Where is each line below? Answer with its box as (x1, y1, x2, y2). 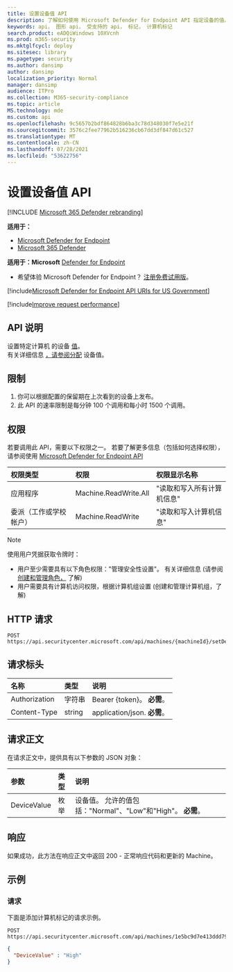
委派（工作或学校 (10, 507, 67, 517)
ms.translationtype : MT (7, 133, 76, 140)
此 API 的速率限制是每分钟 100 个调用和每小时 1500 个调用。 (17, 401, 189, 410)
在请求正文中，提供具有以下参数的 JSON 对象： (7, 753, 144, 761)
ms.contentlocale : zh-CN (7, 140, 79, 147)
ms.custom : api (7, 113, 51, 120)
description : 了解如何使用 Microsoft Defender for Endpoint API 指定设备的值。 (7, 17, 230, 24)
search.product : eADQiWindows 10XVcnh (7, 29, 119, 37)
